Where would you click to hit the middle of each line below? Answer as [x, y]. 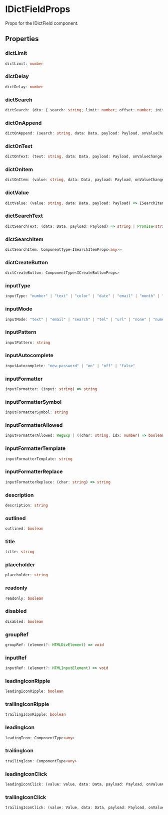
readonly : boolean [24, 598]
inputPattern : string [28, 343]
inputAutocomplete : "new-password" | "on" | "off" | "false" [70, 366]
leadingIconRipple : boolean [34, 691]
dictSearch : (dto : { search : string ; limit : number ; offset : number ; [79, 110]
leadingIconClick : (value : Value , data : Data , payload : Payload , [74, 784]
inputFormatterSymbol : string [37, 412]
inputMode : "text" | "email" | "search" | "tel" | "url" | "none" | [78, 319]
